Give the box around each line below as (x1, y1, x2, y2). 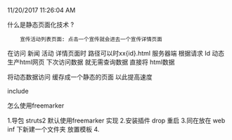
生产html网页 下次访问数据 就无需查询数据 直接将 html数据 (7, 58, 175, 66)
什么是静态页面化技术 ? (7, 20, 75, 29)
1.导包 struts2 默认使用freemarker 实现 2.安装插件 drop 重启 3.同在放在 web (7, 116, 226, 125)
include (7, 87, 30, 95)
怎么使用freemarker (7, 101, 65, 110)
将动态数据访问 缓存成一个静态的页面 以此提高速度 (7, 73, 153, 81)
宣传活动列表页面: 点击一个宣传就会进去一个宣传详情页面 (20, 36, 163, 43)
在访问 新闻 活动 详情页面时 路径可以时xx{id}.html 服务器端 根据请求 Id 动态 (7, 49, 225, 57)
